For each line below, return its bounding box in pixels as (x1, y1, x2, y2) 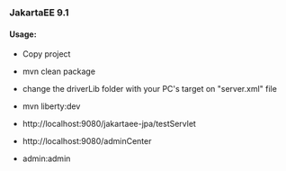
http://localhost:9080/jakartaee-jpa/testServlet (22, 119, 196, 130)
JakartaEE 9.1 (9, 6, 69, 19)
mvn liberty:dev (22, 101, 81, 112)
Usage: (9, 29, 38, 40)
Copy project (22, 49, 71, 59)
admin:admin (22, 153, 71, 164)
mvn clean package (22, 66, 96, 77)
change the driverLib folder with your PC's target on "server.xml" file (22, 84, 277, 94)
